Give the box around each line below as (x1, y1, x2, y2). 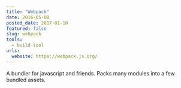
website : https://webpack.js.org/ (11, 53, 98, 59)
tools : (6, 37, 23, 43)
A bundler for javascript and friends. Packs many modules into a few (6, 69, 175, 77)
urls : (6, 48, 20, 54)
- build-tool (11, 43, 44, 48)
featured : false (6, 25, 47, 32)
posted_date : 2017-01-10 (6, 20, 68, 26)
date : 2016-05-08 (6, 14, 50, 20)
